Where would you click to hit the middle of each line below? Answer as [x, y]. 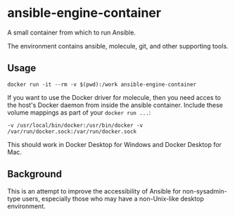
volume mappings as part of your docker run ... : [79, 112]
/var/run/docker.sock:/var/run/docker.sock [72, 132]
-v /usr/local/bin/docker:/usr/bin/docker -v [75, 125]
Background [34, 174]
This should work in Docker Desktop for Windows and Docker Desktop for [114, 144]
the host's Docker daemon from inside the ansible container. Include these [115, 105]
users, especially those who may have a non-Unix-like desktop [113, 198]
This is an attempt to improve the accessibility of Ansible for [94, 191]
